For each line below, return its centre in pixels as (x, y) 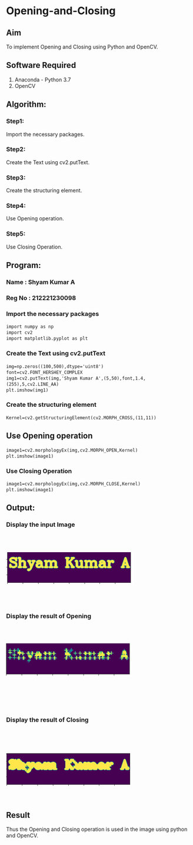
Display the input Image (41, 525)
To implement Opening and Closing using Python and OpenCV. (82, 47)
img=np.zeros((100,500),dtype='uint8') (55, 366)
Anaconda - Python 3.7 (43, 79)
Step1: (15, 121)
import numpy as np (30, 327)
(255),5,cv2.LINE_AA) (33, 384)
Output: (21, 508)
